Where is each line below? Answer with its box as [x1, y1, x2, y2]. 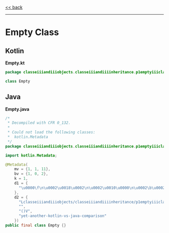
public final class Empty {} [5, 222, 66, 228]
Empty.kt [5, 60, 25, 66]
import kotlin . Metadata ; [5, 153, 57, 158]
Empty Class [5, 27, 59, 38]
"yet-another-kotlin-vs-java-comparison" [18, 213, 107, 218]
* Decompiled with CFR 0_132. [7, 120, 71, 125]
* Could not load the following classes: [7, 130, 96, 135]
